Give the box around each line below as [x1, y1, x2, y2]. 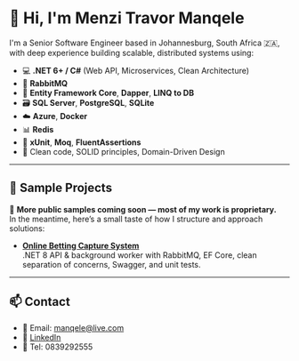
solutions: [9, 222, 45, 234]
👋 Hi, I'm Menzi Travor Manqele [9, 8, 245, 28]
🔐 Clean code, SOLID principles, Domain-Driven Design [21, 146, 225, 156]
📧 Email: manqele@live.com [21, 322, 125, 333]
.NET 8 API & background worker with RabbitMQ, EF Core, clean [21, 249, 257, 261]
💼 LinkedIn [21, 332, 61, 342]
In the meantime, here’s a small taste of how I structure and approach [9, 213, 263, 224]
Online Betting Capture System [21, 240, 140, 251]
